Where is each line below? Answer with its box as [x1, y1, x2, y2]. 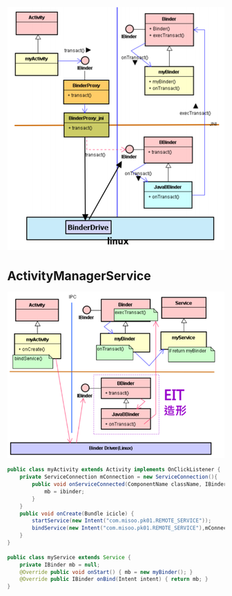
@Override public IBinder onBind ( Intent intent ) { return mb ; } [19, 576, 209, 583]
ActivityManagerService [7, 268, 151, 284]
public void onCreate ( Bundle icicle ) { [19, 510, 135, 517]
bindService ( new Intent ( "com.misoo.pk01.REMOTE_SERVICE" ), [32, 525, 206, 532]
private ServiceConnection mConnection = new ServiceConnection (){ [19, 473, 217, 481]
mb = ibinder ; [43, 488, 85, 495]
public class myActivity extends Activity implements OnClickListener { [7, 466, 221, 473]
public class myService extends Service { [7, 554, 131, 561]
